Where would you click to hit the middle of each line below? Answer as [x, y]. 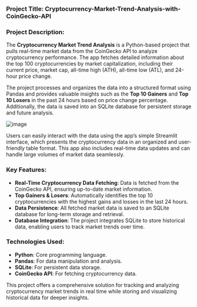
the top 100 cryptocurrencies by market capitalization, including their [90, 64]
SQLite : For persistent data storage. [58, 267]
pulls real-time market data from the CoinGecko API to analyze [82, 51]
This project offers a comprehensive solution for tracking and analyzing [93, 285]
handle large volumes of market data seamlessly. [65, 155]
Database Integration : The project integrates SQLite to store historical [100, 220]
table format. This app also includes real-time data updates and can [108, 148]
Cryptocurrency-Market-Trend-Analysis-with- [113, 9]
